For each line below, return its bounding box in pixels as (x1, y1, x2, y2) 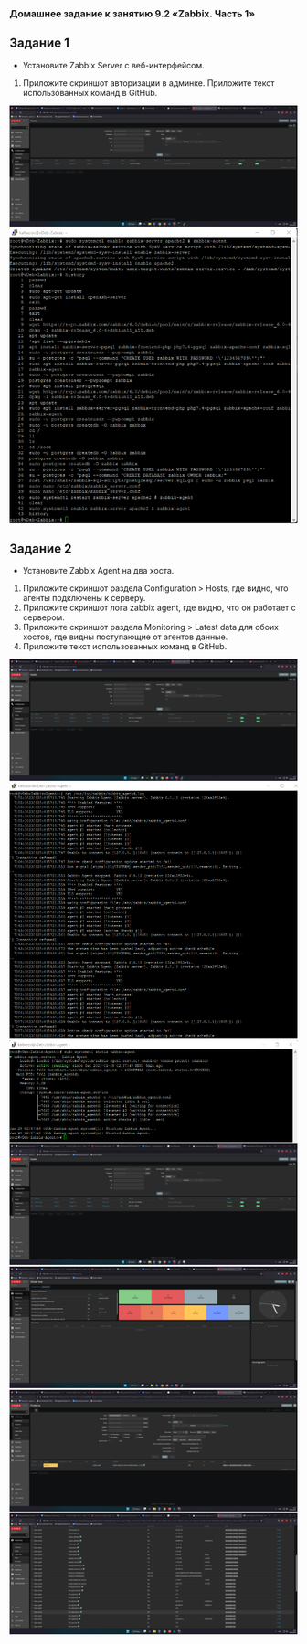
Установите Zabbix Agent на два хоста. (22, 565, 175, 576)
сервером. (22, 612, 66, 623)
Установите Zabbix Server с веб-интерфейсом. (22, 59, 206, 70)
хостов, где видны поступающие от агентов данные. (22, 631, 228, 642)
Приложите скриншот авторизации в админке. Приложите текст (22, 77, 275, 89)
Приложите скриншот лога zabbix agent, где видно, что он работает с (22, 602, 297, 614)
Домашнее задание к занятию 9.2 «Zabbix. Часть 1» (9, 7, 256, 20)
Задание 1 (9, 36, 70, 51)
